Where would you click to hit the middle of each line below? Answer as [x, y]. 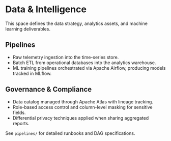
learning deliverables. [28, 29]
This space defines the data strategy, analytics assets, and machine [76, 23]
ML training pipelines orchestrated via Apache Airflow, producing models [89, 68]
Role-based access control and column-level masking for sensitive [82, 107]
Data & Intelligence [46, 9]
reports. [21, 123]
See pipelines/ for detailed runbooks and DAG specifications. [70, 133]
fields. [19, 112]
